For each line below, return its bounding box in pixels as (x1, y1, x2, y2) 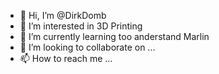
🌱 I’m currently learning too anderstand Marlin (19, 31, 210, 42)
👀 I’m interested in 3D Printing (19, 20, 143, 32)
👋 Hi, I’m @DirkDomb (19, 10, 107, 21)
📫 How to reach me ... (19, 53, 113, 64)
